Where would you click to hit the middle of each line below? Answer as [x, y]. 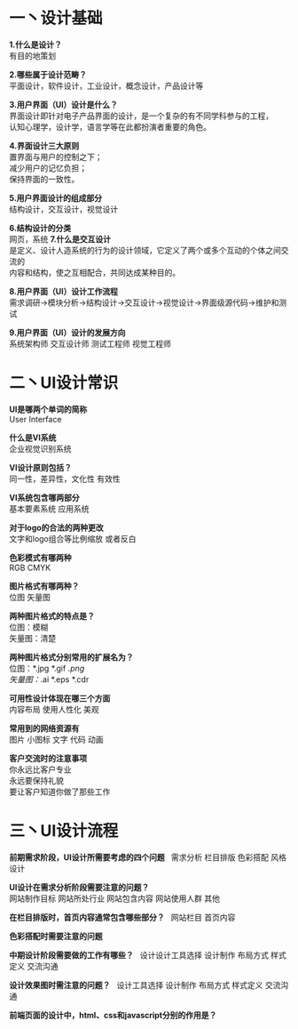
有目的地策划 [32, 55]
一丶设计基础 [56, 18]
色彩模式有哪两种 [40, 558]
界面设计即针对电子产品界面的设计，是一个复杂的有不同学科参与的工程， [141, 116]
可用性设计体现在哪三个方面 [60, 698]
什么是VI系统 [33, 438]
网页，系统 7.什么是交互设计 [60, 239]
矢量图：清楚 [32, 638]
